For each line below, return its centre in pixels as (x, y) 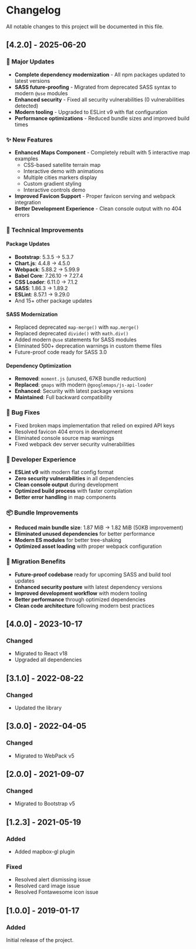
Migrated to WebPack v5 (44, 756)
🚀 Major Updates (30, 62)
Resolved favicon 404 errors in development (68, 432)
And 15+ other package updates (53, 301)
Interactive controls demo (54, 190)
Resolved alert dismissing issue (53, 880)
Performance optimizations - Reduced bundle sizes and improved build (102, 118)
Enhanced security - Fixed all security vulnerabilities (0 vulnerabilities (99, 99)
